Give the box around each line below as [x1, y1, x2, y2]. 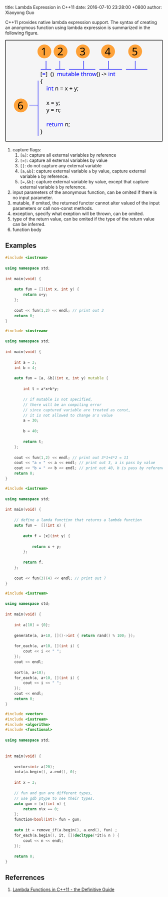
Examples [5, 241, 36, 250]
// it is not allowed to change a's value [23, 413, 113, 418]
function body [12, 227, 41, 233]
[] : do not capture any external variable [19, 163, 102, 169]
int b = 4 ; [14, 365, 37, 370]
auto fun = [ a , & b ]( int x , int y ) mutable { [14, 376, 108, 381]
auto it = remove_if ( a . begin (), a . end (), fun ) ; [14, 828, 117, 833]
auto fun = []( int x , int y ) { [14, 287, 79, 292]
